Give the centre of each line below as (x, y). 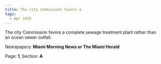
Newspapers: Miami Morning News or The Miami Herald (63, 47)
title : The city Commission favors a (43, 9)
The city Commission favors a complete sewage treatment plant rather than (81, 32)
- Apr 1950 (20, 18)
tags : (10, 14)
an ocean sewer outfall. (28, 37)
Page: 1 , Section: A (24, 56)
